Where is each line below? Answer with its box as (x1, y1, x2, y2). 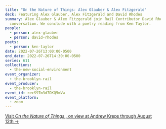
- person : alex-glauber (9, 30, 58, 35)
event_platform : (5, 95, 39, 100)
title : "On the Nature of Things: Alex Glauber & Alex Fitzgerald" (5, 7, 147, 12)
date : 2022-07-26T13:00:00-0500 (5, 49, 72, 54)
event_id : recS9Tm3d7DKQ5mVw (5, 90, 65, 95)
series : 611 (5, 58, 30, 63)
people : (5, 26, 21, 31)
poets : (5, 40, 19, 45)
